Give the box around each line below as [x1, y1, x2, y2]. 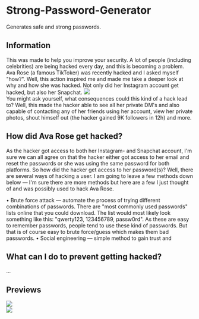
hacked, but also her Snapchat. [6, 89, 83, 96]
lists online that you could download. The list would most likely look [6, 209, 171, 216]
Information [6, 40, 51, 51]
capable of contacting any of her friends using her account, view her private [6, 108, 193, 115]
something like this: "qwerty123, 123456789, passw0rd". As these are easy [6, 215, 189, 223]
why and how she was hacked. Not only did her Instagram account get [6, 82, 179, 89]
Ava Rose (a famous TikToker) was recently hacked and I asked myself [6, 69, 179, 76]
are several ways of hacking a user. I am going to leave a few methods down [6, 172, 193, 179]
